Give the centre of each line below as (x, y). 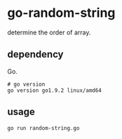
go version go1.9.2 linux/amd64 (54, 90)
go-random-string (61, 13)
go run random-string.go (43, 128)
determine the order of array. (49, 32)
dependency (36, 54)
